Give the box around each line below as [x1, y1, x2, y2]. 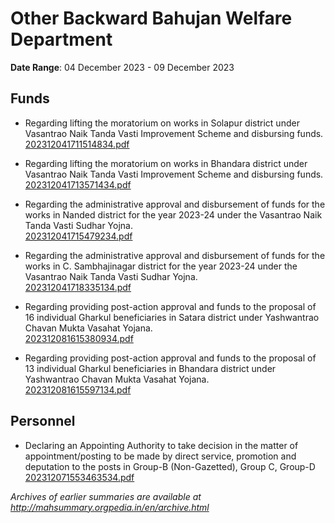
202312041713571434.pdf [24, 178, 132, 191]
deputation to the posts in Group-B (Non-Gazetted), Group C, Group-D [24, 460, 316, 472]
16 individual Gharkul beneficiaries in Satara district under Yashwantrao [24, 311, 320, 323]
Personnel [10, 413, 76, 430]
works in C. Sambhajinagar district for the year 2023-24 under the [24, 260, 298, 272]
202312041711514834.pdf [24, 138, 130, 150]
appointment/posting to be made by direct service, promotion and [24, 450, 297, 462]
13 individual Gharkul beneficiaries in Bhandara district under [24, 362, 277, 374]
